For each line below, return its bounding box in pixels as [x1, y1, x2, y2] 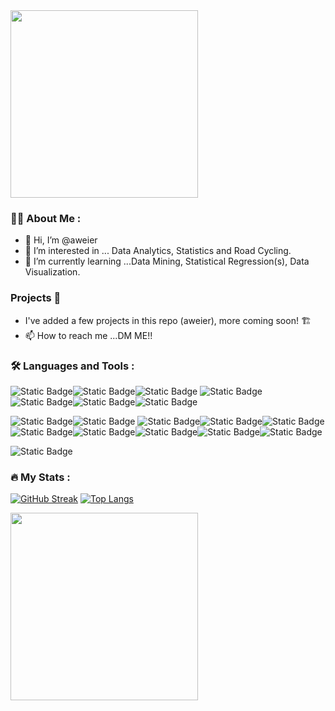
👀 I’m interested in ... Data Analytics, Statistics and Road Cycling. [24, 245, 292, 257]
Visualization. [24, 266, 81, 278]
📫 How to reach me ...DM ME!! [24, 329, 153, 341]
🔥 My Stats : [10, 470, 71, 484]
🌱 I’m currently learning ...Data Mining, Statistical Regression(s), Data [24, 255, 310, 268]
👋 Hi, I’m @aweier [24, 234, 98, 246]
